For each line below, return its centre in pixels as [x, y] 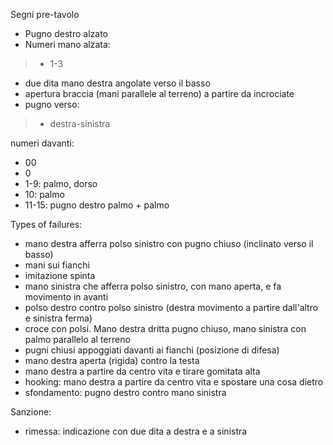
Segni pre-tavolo [45, 14]
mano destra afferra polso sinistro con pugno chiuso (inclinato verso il [169, 243]
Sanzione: [31, 412]
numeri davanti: [42, 143]
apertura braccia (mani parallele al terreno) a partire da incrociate [159, 93]
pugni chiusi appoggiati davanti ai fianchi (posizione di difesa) [152, 350]
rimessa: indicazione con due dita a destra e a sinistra [136, 431]
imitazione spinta [60, 275]
